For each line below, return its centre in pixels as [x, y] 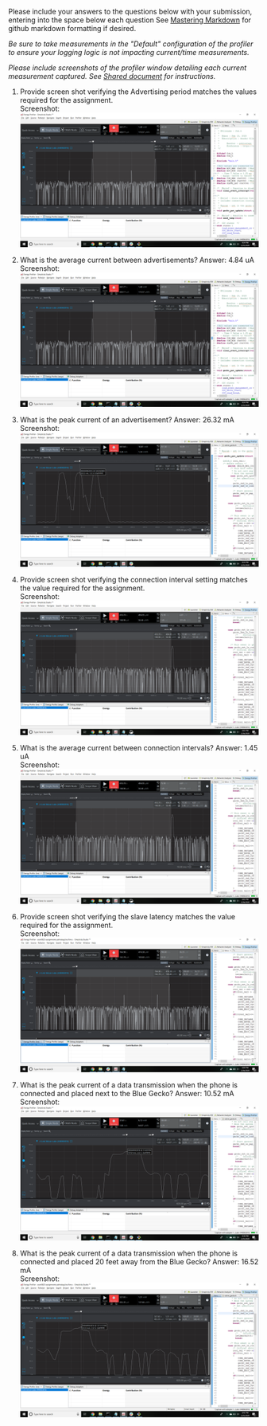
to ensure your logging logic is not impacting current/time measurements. [129, 52]
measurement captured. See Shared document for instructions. [112, 76]
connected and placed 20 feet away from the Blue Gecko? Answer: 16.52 [139, 1261]
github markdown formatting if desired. [72, 28]
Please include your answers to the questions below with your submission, [130, 12]
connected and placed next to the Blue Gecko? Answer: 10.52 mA [127, 1093]
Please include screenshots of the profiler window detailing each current [128, 68]
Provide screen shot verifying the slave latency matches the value [128, 916]
